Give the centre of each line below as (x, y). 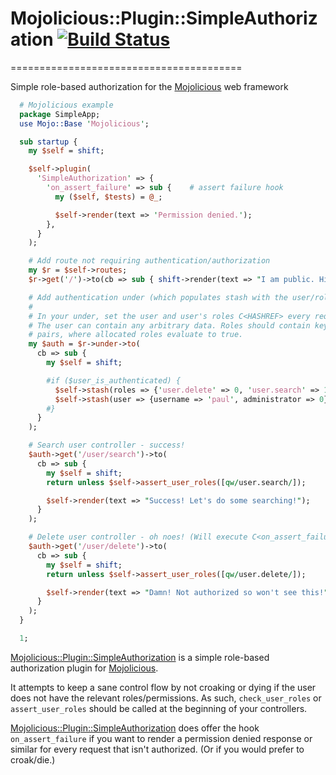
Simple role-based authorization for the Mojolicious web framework (149, 86)
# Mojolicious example (66, 105)
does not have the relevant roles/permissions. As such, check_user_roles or (166, 698)
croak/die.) (33, 759)
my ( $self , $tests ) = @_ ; (108, 197)
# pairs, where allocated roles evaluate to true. (136, 335)
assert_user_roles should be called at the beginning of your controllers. (159, 708)
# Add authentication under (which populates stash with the (158, 297)
